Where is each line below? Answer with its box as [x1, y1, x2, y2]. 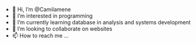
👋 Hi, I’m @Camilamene [12, 6, 71, 13]
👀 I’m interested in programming [12, 12, 93, 19]
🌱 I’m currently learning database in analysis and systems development [12, 19, 191, 26]
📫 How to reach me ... [12, 32, 69, 39]
